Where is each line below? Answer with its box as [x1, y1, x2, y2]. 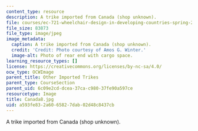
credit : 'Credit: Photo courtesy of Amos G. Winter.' [11, 47, 146, 53]
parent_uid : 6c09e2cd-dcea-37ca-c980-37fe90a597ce [6, 86, 133, 91]
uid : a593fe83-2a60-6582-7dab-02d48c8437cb [6, 101, 115, 108]
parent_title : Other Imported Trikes [6, 74, 99, 80]
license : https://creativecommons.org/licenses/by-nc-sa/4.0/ [6, 63, 162, 70]
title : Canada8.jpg [6, 96, 54, 102]
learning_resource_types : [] [6, 58, 78, 64]
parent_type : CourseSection [6, 80, 75, 86]
